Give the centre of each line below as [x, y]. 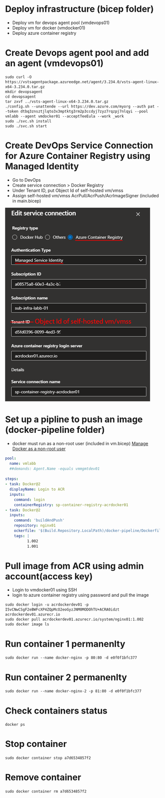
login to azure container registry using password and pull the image [80, 595]
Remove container [43, 778]
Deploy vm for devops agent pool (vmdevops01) [61, 23]
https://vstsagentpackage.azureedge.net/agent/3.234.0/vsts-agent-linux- [82, 82]
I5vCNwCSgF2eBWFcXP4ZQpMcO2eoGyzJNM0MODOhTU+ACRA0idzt [62, 610]
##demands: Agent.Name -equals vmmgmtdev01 [55, 469]
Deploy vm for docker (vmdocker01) [49, 27]
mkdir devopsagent [24, 92]
